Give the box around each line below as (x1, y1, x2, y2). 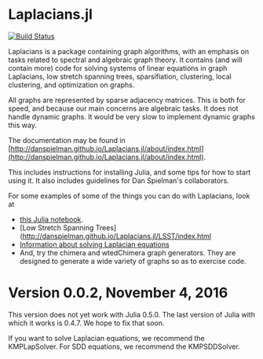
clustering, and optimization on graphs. (8, 80, 135, 90)
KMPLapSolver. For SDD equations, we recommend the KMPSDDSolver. (8, 342, 241, 351)
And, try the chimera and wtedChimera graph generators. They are (19, 247, 236, 257)
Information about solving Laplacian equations (19, 240, 170, 249)
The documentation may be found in (8, 135, 126, 145)
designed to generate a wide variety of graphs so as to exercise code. (19, 256, 247, 266)
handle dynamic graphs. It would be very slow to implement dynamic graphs (8, 112, 255, 121)
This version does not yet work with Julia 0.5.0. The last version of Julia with (8, 310, 255, 319)
